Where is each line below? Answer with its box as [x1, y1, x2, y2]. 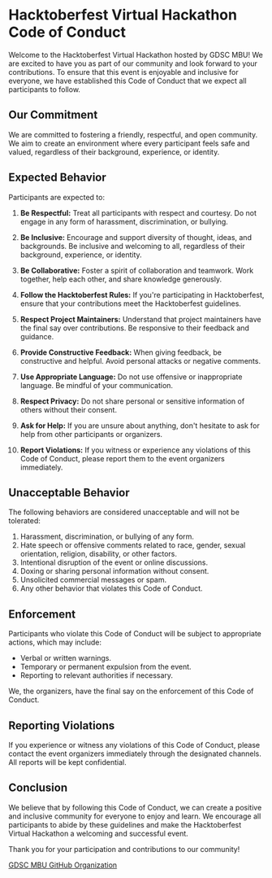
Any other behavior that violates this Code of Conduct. [19, 583, 203, 593]
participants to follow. [8, 84, 81, 94]
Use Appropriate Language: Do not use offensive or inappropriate [19, 372, 243, 382]
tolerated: [8, 516, 41, 526]
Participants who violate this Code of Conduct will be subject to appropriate [8, 629, 262, 639]
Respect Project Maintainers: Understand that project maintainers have [19, 314, 261, 324]
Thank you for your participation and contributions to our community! [8, 844, 240, 854]
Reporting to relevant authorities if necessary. [19, 671, 173, 680]
